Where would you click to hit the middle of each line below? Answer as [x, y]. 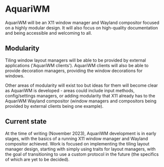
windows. [15, 76]
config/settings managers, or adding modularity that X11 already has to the [80, 95]
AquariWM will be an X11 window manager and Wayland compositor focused [82, 23]
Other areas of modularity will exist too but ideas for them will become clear [82, 85]
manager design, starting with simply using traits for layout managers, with [80, 149]
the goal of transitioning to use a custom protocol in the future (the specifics [82, 154]
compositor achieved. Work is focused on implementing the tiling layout [77, 143]
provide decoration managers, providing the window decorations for [74, 71]
